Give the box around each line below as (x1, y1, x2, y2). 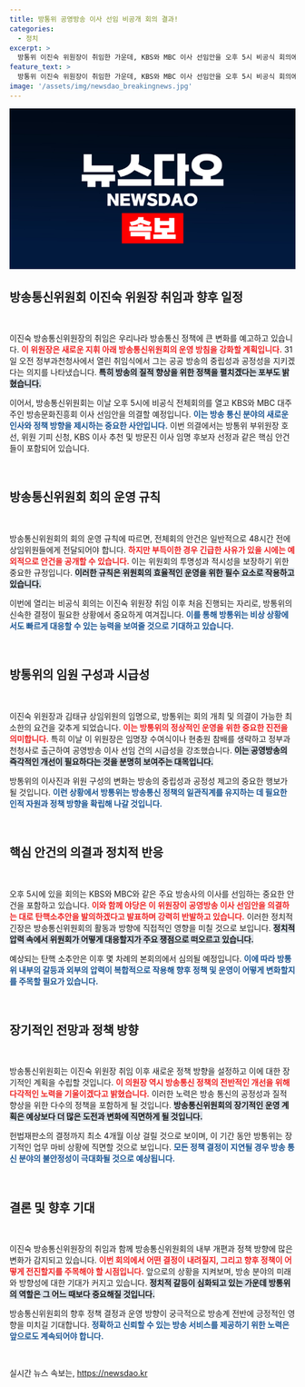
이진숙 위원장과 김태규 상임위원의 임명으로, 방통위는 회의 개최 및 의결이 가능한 (9, 710, 283, 721)
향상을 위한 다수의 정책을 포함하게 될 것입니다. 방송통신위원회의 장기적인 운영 (9, 1100, 280, 1111)
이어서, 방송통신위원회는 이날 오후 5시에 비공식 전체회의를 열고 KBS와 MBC (9, 398, 275, 409)
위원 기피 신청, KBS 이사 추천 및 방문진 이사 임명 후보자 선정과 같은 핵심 (21, 431, 274, 442)
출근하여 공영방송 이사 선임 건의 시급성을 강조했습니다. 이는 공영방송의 (40, 745, 288, 756)
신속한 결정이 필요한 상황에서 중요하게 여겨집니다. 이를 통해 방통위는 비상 (9, 609, 265, 619)
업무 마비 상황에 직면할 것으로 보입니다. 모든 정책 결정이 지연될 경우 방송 (33, 1142, 286, 1153)
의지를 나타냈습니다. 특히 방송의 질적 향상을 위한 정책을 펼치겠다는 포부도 (25, 367, 280, 378)
